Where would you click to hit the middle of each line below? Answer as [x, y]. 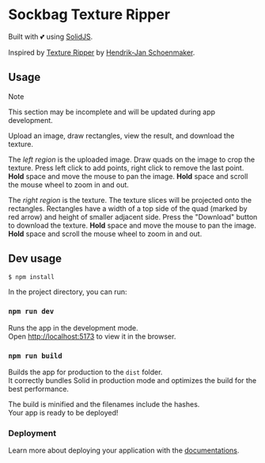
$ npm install [32, 277]
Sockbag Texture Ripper [89, 15]
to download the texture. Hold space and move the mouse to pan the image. [132, 225]
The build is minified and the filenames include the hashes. [104, 404]
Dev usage [35, 259]
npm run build [35, 356]
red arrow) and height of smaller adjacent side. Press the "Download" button [133, 216]
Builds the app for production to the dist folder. [85, 372]
